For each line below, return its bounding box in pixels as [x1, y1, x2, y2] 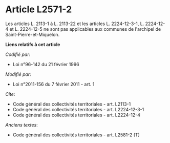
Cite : [5, 91, 15, 97]
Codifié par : [5, 51, 31, 57]
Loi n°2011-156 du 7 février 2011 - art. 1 [12, 81, 95, 87]
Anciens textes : [5, 121, 38, 128]
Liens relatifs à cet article [5, 41, 60, 47]
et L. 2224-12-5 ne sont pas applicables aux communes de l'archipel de [9, 26, 161, 32]
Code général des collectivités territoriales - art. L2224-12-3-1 [12, 106, 144, 112]
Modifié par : [5, 71, 32, 77]
